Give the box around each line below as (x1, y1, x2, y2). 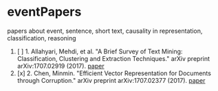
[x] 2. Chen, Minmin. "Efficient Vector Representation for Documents (17, 69, 212, 77)
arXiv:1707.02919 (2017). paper (17, 62, 105, 70)
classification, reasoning (7, 34, 77, 42)
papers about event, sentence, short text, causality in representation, (7, 27, 203, 35)
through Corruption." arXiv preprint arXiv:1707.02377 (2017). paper (17, 76, 206, 84)
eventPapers (7, 4, 82, 20)
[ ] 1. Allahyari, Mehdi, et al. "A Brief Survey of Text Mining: (17, 47, 183, 55)
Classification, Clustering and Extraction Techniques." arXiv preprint (17, 54, 210, 62)
